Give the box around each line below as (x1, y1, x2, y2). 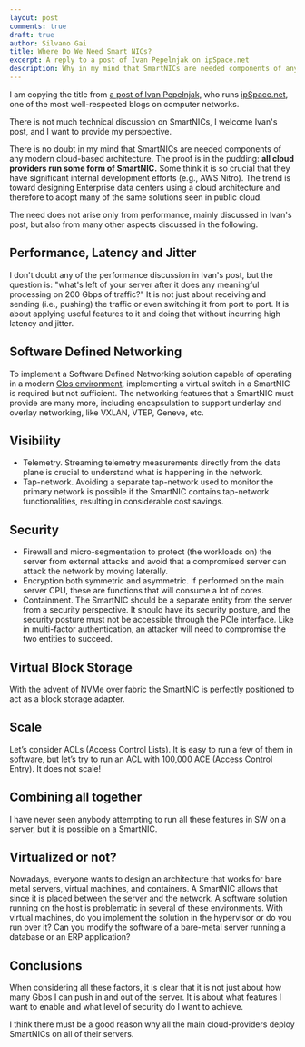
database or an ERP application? (9, 932, 131, 942)
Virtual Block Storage (9, 660, 133, 675)
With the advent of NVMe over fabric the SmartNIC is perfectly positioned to (9, 683, 295, 694)
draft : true (9, 30, 54, 39)
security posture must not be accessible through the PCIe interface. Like (22, 614, 294, 625)
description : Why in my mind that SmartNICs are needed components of (9, 65, 282, 74)
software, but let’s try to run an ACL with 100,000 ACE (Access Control (9, 753, 273, 764)
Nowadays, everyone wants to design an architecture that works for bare (9, 873, 283, 884)
